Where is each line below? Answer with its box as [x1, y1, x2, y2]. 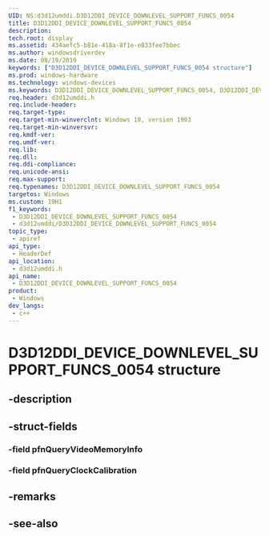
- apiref [11, 235, 42, 243]
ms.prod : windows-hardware [8, 71, 98, 79]
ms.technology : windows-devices [8, 78, 116, 86]
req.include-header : [8, 101, 78, 109]
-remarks [8, 490, 56, 503]
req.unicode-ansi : [8, 168, 70, 176]
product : [8, 287, 38, 295]
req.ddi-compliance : [8, 161, 78, 169]
